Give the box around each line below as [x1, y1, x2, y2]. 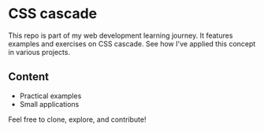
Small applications [19, 99, 80, 108]
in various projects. [8, 47, 71, 57]
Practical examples [19, 91, 82, 101]
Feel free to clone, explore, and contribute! [8, 115, 147, 124]
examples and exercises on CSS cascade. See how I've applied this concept [8, 38, 256, 48]
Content [8, 70, 50, 83]
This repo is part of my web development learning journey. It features [8, 31, 233, 40]
